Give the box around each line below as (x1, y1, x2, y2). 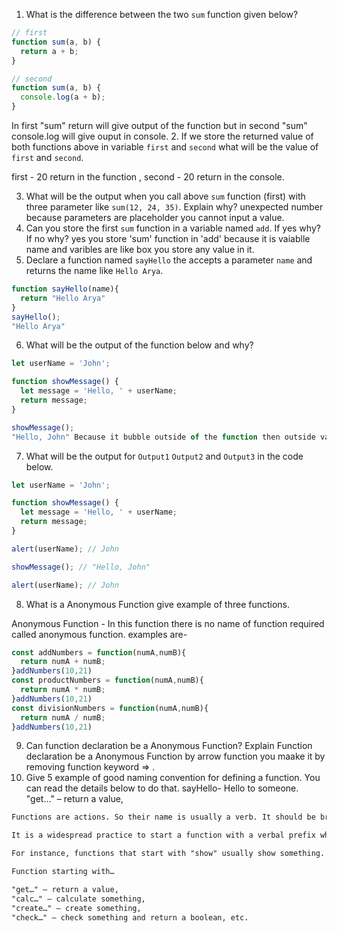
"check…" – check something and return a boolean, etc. (11, 912, 249, 923)
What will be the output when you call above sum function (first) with (25, 190, 306, 202)
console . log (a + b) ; (20, 92, 106, 103)
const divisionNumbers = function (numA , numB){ (11, 703, 209, 713)
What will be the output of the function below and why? (25, 339, 254, 351)
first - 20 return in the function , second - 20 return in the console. (11, 171, 285, 183)
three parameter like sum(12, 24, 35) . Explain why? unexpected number (25, 201, 324, 213)
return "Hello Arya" (20, 293, 106, 303)
